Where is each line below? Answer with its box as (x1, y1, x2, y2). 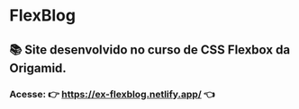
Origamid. (9, 60, 68, 76)
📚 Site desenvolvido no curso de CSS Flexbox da (9, 42, 291, 57)
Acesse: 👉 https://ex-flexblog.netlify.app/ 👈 (9, 88, 216, 100)
